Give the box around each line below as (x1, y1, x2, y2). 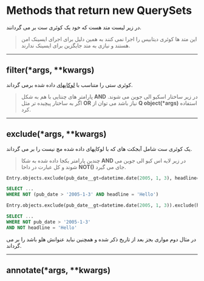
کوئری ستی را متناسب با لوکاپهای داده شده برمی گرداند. (6, 81, 133, 88)
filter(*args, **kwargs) (6, 65, 95, 76)
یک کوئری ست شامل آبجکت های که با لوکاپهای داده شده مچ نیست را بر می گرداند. (6, 145, 192, 152)
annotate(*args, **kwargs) (6, 265, 111, 276)
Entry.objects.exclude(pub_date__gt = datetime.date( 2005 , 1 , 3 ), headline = (6, 175, 200, 181)
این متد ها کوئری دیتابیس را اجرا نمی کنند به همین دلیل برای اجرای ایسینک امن (21, 35, 197, 42)
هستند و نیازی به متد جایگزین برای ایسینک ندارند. (21, 42, 131, 49)
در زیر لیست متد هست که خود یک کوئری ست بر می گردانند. (6, 24, 141, 31)
